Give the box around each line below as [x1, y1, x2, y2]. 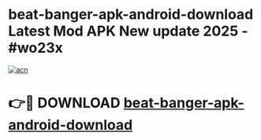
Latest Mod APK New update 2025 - [8, 22, 248, 40]
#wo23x [8, 39, 63, 57]
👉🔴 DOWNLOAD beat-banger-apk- [8, 94, 244, 112]
